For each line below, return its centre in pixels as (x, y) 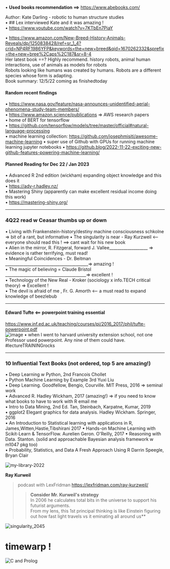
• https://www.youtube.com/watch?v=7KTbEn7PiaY (59, 28)
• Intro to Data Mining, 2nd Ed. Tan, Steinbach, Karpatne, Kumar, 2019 (78, 407)
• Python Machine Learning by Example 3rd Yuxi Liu (60, 380)
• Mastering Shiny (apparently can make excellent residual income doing (81, 192)
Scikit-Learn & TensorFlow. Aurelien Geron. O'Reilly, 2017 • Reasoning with (83, 434)
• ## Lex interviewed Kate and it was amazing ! (54, 23)
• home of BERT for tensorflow (37, 120)
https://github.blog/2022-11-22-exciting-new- (114, 147)
